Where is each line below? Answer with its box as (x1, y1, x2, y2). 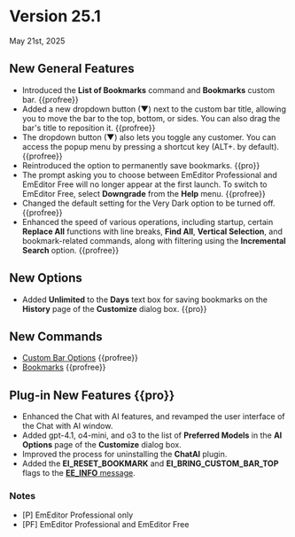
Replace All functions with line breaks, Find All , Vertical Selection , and (21, 226, 283, 237)
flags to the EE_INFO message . (21, 468, 136, 479)
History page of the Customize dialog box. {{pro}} (21, 303, 207, 314)
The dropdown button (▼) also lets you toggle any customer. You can (21, 131, 276, 143)
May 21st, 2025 (9, 35, 66, 46)
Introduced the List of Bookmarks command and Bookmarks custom (21, 84, 276, 95)
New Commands (9, 329, 104, 344)
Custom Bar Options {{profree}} (21, 353, 139, 363)
